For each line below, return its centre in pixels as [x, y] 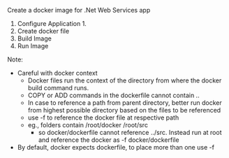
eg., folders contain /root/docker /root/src [88, 125]
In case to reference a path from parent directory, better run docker [125, 103]
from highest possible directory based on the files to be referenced [124, 110]
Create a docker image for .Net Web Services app [79, 10]
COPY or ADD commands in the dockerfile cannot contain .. [114, 95]
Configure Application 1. [52, 23]
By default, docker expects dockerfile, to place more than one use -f [116, 147]
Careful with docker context [57, 73]
